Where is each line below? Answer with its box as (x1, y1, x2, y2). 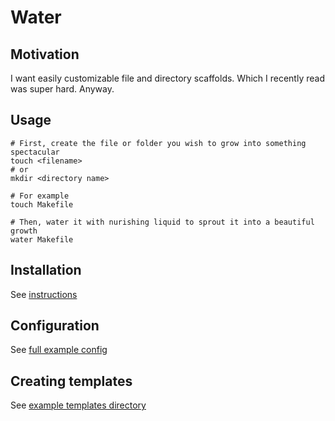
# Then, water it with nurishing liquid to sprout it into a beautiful (10, 217, 315, 227)
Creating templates (10, 372, 133, 390)
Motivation (10, 46, 80, 63)
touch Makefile (10, 199, 74, 210)
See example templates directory (10, 399, 147, 411)
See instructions (10, 288, 78, 300)
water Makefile (10, 234, 74, 245)
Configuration (10, 317, 100, 335)
